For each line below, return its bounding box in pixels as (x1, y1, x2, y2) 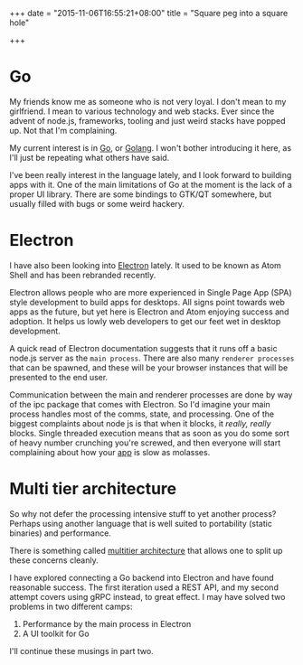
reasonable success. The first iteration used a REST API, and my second (9, 582, 279, 593)
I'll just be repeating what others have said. (9, 152, 170, 163)
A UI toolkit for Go (22, 628, 90, 639)
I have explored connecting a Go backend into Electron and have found (9, 572, 274, 583)
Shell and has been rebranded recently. (9, 269, 156, 280)
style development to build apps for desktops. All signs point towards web (9, 296, 285, 307)
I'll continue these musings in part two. (9, 645, 154, 656)
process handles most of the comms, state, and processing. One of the (9, 408, 274, 419)
